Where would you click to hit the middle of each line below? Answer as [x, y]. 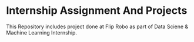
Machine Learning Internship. [42, 32]
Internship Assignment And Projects [97, 11]
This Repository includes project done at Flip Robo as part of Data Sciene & [97, 26]
